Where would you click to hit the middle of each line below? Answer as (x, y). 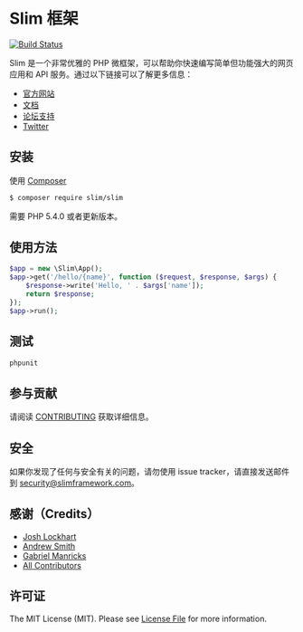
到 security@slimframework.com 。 (75, 483)
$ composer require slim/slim (66, 197)
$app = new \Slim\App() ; (56, 269)
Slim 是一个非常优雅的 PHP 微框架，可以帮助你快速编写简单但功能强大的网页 (151, 62)
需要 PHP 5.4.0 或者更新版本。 (66, 216)
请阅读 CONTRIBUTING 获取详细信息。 (81, 417)
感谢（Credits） (54, 514)
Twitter (36, 126)
